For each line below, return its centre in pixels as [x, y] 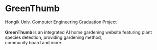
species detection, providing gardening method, [53, 37]
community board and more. [34, 42]
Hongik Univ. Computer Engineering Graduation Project [61, 22]
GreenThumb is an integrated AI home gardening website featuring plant [78, 32]
